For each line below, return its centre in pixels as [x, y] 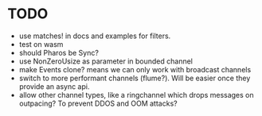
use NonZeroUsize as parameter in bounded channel [106, 61]
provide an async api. [54, 86]
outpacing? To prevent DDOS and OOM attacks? [98, 103]
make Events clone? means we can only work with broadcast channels [135, 69]
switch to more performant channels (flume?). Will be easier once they [135, 78]
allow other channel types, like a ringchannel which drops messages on [136, 95]
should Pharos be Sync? [59, 52]
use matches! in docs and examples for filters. [95, 36]
